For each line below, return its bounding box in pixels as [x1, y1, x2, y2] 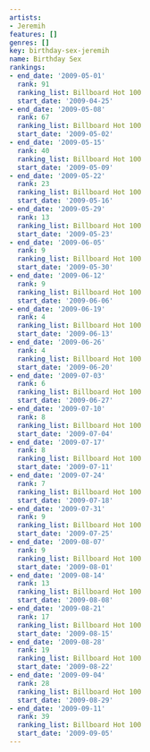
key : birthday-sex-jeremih [9, 47, 110, 56]
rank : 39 [17, 713, 50, 722]
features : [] [9, 30, 58, 38]
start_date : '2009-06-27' [17, 396, 114, 406]
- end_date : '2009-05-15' [9, 138, 105, 147]
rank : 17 [17, 612, 50, 621]
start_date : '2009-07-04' [17, 429, 114, 439]
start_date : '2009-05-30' [17, 263, 114, 272]
